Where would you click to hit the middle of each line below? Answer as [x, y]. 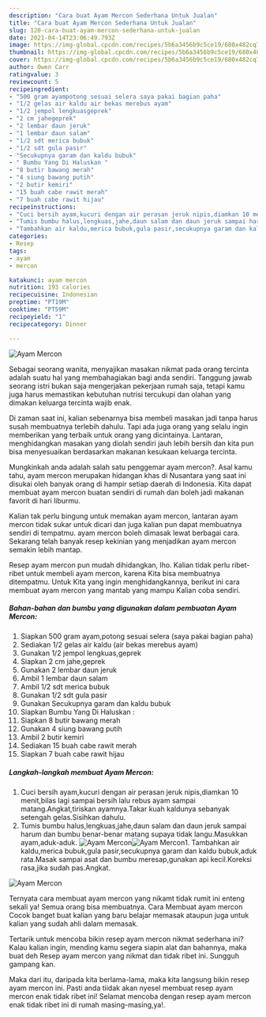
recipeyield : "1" [37, 317]
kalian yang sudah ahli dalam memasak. [74, 924]
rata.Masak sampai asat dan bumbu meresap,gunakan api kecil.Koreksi [136, 860]
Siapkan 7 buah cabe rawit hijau [72, 754]
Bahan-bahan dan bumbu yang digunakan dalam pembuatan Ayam [123, 608]
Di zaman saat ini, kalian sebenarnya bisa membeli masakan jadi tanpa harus [133, 418]
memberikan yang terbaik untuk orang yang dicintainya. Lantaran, [116, 435]
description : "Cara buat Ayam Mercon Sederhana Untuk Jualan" [113, 15]
